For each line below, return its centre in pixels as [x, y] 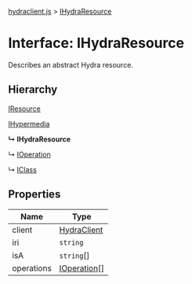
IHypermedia [29, 124]
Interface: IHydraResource [96, 43]
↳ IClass [22, 169]
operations [32, 268]
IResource [24, 109]
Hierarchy [33, 90]
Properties [34, 195]
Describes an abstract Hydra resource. [71, 65]
